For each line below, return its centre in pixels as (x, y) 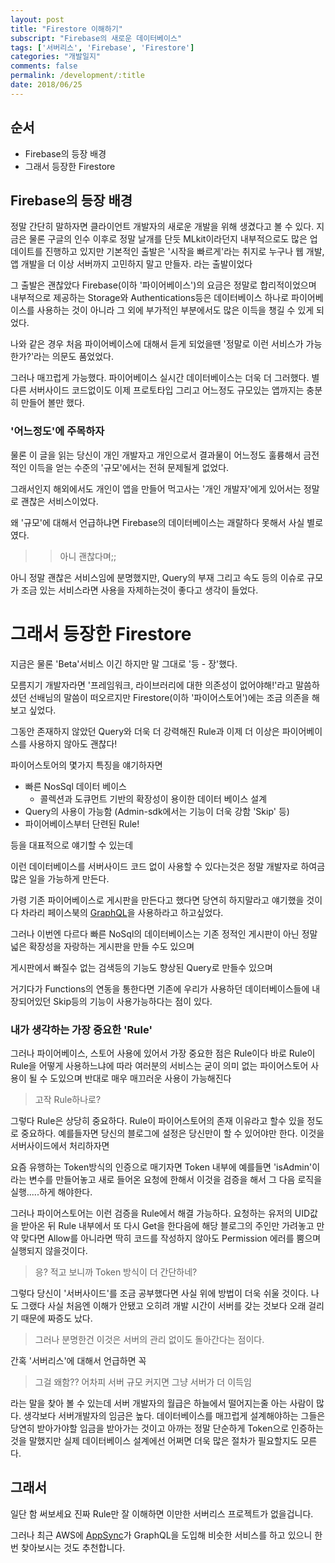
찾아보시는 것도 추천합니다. (73, 1547)
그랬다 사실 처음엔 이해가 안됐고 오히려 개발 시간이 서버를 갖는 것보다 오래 (163, 1305)
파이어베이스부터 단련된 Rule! (82, 823)
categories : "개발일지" (56, 57)
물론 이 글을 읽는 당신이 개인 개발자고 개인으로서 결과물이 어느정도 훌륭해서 (156, 455)
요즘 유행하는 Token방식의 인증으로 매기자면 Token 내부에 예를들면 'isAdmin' (161, 1167)
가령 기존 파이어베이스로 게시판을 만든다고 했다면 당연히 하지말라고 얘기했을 (157, 900)
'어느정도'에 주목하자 (57, 431)
